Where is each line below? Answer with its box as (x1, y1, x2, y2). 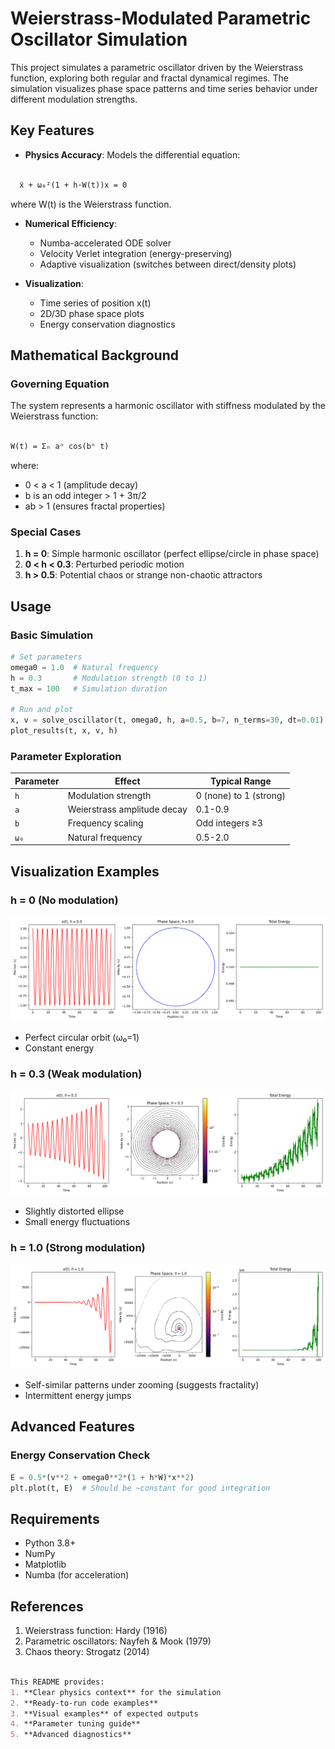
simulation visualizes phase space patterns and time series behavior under (10, 82, 318, 94)
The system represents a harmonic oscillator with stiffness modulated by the (10, 400, 326, 412)
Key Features (10, 122, 95, 139)
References (10, 1598, 84, 1615)
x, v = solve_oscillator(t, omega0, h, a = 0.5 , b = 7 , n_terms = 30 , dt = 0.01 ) (10, 715, 325, 726)
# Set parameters (10, 652, 83, 662)
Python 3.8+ (24, 1537, 77, 1549)
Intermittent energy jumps (24, 1389, 132, 1401)
